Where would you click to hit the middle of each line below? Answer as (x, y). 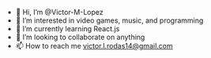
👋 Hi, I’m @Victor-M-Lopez (60, 12)
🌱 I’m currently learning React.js (68, 29)
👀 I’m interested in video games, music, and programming (109, 20)
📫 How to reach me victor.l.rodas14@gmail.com (94, 46)
